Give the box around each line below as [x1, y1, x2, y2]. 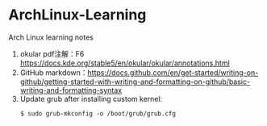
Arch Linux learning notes [8, 32, 94, 42]
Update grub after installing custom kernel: [19, 94, 163, 103]
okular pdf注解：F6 [19, 48, 85, 58]
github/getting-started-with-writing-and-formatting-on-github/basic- [19, 77, 251, 86]
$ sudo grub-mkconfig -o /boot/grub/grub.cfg [19, 109, 176, 118]
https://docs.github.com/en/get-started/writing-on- [87, 67, 259, 78]
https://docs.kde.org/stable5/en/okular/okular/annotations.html [19, 58, 230, 68]
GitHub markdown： [19, 67, 88, 78]
